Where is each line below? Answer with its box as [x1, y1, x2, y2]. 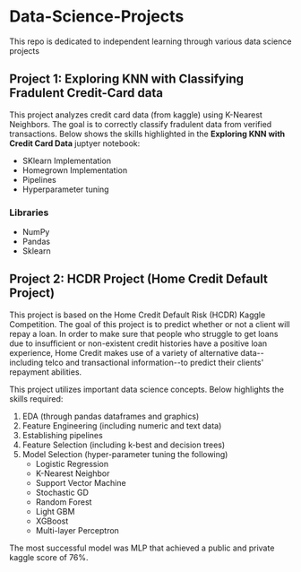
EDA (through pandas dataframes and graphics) [21, 411, 200, 421]
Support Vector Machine [35, 477, 127, 488]
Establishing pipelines [21, 429, 103, 440]
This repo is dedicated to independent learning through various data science [9, 36, 292, 47]
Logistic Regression [35, 458, 109, 469]
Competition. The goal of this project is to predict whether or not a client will [9, 318, 290, 329]
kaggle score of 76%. [9, 551, 89, 562]
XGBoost [35, 516, 69, 526]
